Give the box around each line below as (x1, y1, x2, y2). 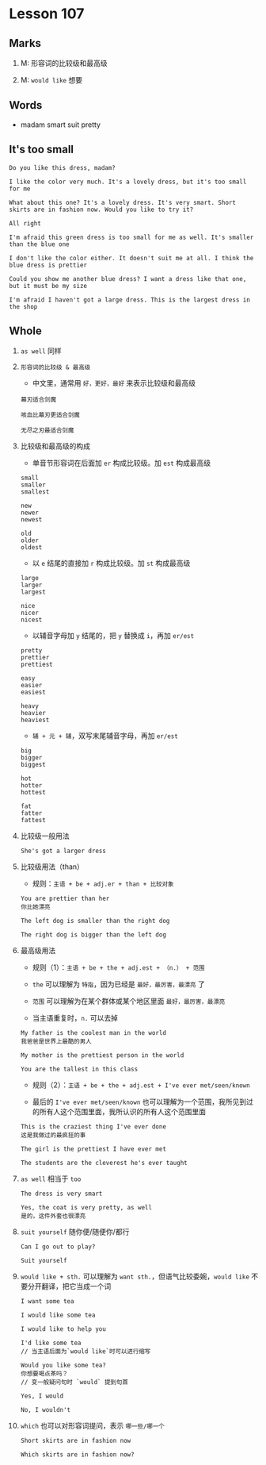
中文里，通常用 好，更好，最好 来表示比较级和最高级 (32, 379, 196, 388)
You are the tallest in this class (20, 1065, 139, 1074)
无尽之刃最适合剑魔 (20, 426, 74, 435)
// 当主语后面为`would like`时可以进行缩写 (20, 1348, 151, 1355)
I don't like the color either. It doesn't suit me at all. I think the (9, 254, 254, 262)
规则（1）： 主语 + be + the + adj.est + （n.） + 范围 (32, 963, 205, 972)
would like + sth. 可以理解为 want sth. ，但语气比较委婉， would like (20, 1271, 250, 1282)
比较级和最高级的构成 (20, 441, 90, 451)
